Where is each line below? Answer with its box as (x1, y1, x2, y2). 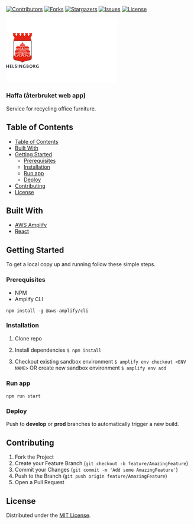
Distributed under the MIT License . (6, 512, 91, 519)
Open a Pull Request (14, 479, 65, 486)
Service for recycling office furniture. (6, 105, 96, 112)
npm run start (6, 393, 41, 399)
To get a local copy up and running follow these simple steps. (6, 261, 156, 268)
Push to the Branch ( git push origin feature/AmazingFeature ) (14, 472, 167, 479)
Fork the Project (14, 453, 54, 460)
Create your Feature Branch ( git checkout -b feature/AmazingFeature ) (14, 460, 189, 467)
